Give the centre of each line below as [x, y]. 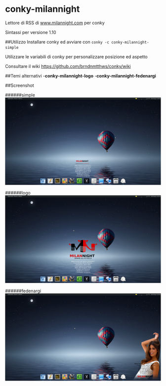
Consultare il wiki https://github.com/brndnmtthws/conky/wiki [68, 66]
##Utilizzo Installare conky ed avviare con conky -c [57, 42]
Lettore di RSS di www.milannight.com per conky [55, 23]
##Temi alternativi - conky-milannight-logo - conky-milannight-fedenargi [81, 76]
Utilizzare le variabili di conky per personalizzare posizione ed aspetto [76, 57]
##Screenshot [20, 85]
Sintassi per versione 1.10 [31, 32]
